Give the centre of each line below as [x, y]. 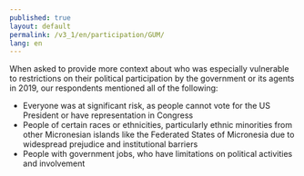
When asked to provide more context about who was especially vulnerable [149, 69]
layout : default [40, 26]
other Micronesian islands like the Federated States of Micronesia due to [158, 135]
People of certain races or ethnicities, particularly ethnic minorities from [157, 125]
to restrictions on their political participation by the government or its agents [152, 79]
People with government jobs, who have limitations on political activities [157, 154]
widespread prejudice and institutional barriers [110, 144]
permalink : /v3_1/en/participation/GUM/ [87, 34]
